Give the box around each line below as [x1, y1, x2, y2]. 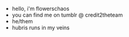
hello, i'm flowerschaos [11, 5, 70, 12]
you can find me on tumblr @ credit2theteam [11, 11, 123, 18]
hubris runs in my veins [11, 24, 70, 31]
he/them [11, 18, 33, 24]
